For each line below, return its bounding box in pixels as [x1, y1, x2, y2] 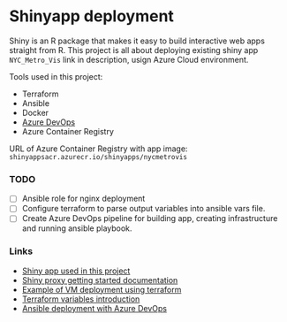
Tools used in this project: [9, 71, 103, 81]
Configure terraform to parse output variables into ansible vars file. [21, 203, 266, 214]
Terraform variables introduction [21, 294, 140, 304]
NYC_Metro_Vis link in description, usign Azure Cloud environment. [9, 54, 249, 65]
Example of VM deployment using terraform [21, 284, 182, 295]
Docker [21, 107, 49, 118]
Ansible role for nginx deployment [21, 193, 146, 204]
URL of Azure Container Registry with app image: [9, 143, 188, 154]
